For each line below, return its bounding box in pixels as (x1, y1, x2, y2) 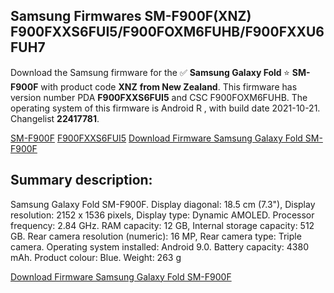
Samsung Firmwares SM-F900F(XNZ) (10, 8, 252, 25)
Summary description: (10, 172, 153, 189)
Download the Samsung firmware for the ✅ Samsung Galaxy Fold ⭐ (10, 66, 290, 78)
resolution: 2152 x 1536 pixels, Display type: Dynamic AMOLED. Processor (10, 209, 315, 221)
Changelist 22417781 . (10, 112, 100, 124)
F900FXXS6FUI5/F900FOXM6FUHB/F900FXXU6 (10, 24, 325, 41)
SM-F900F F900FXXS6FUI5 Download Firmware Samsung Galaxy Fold (10, 132, 303, 144)
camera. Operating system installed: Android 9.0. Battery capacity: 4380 (10, 240, 309, 253)
